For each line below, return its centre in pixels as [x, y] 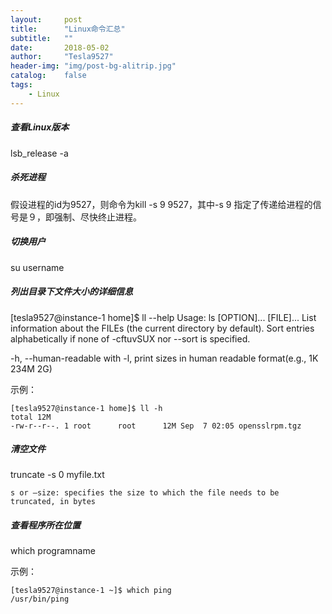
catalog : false [48, 76]
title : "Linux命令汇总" [68, 29]
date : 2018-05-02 [60, 47]
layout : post [46, 19]
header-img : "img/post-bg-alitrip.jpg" [93, 66]
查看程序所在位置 [45, 525]
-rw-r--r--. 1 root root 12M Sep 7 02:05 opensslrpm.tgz [156, 426]
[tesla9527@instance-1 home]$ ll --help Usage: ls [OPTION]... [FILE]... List [163, 317]
